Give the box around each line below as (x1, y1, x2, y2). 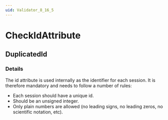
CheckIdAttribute (5, 29, 81, 41)
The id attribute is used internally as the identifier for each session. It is (5, 77, 156, 83)
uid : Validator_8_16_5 (5, 7, 54, 13)
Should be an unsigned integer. (12, 98, 79, 104)
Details (5, 65, 24, 72)
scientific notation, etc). (12, 109, 63, 115)
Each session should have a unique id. (12, 92, 94, 98)
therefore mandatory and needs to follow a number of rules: (5, 83, 132, 89)
